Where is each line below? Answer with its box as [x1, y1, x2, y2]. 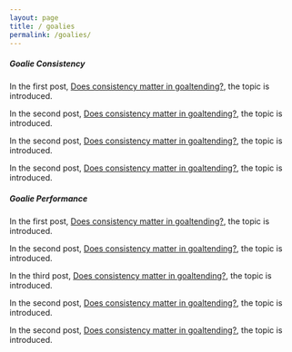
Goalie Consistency [9, 58, 86, 69]
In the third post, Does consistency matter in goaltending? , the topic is [9, 270, 272, 281]
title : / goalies [9, 22, 76, 31]
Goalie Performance [9, 192, 88, 204]
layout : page [9, 13, 59, 23]
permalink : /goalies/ [9, 30, 92, 39]
